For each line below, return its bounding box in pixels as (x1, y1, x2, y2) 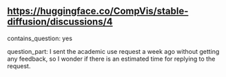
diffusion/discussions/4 (7, 16, 113, 28)
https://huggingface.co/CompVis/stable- (7, 5, 189, 17)
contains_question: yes (7, 34, 72, 42)
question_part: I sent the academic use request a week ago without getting (7, 47, 220, 55)
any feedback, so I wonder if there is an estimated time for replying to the (7, 55, 216, 63)
